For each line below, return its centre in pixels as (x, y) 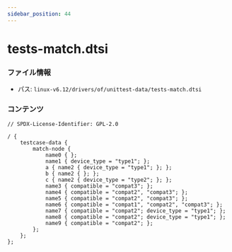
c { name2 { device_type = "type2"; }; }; (109, 180)
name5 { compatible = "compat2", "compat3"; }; (117, 199)
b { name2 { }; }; (72, 174)
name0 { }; (61, 155)
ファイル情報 (29, 72)
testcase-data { (44, 143)
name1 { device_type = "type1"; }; (98, 161)
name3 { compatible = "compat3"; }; (99, 186)
